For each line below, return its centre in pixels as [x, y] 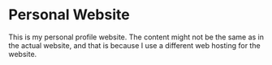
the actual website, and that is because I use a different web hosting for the [135, 45]
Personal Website [69, 15]
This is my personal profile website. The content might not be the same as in [136, 37]
